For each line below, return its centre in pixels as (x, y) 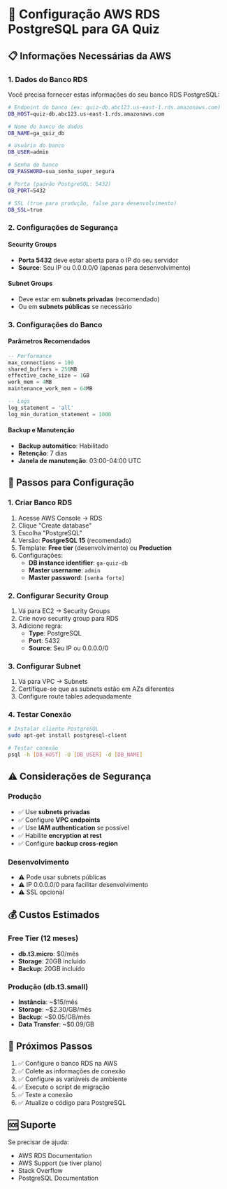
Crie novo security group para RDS (68, 618)
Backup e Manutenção (41, 430)
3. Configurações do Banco (55, 324)
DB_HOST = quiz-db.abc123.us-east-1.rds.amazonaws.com (86, 114)
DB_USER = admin (29, 152)
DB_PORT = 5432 (27, 191)
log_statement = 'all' (41, 408)
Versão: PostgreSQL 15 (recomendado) (75, 540)
